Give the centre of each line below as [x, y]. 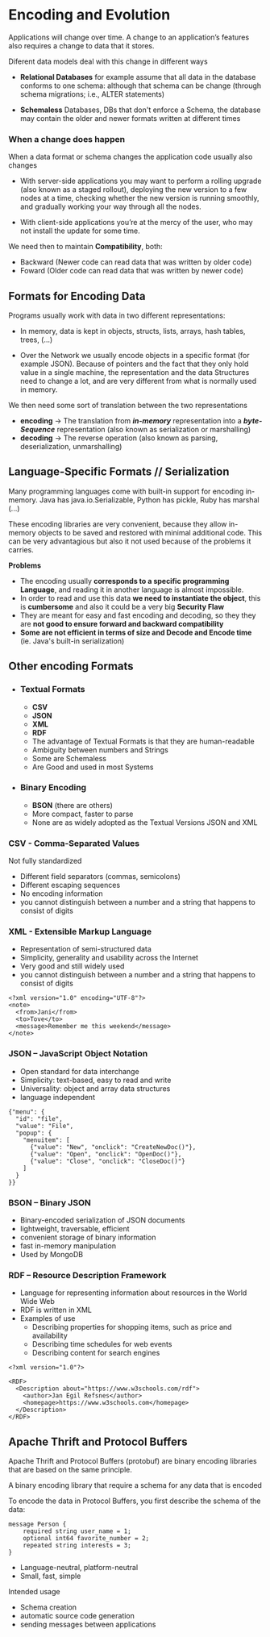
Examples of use [48, 1318]
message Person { [37, 1525]
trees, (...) [36, 339]
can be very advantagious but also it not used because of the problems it [130, 541]
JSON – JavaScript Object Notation [78, 1054]
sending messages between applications [88, 1625]
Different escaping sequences [70, 885]
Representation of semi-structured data [85, 949]
